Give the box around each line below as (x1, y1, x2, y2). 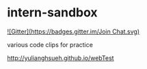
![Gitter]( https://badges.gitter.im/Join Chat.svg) (7, 27, 140, 36)
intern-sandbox (7, 5, 98, 20)
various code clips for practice (7, 40, 94, 49)
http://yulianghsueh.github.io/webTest (7, 53, 114, 62)
